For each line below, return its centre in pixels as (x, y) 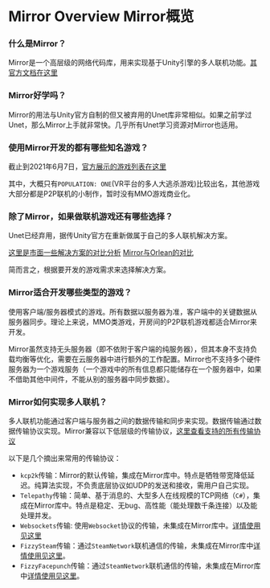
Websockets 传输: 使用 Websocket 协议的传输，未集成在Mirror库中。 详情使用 (140, 525)
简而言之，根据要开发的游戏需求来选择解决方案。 (89, 269)
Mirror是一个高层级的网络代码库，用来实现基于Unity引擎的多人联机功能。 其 (133, 63)
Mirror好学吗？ (37, 96)
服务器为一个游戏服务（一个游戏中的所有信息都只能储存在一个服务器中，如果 (135, 369)
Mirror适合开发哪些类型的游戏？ (70, 293)
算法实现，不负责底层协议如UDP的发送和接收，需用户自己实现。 (147, 485)
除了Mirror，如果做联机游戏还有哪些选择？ (91, 216)
